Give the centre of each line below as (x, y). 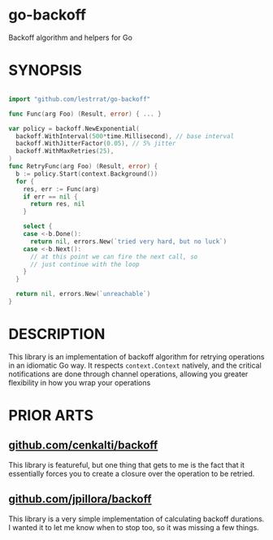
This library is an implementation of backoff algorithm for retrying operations (136, 356)
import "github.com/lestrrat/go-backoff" (80, 99)
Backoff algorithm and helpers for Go (70, 37)
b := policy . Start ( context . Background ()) (87, 174)
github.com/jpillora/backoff (80, 499)
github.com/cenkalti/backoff (83, 445)
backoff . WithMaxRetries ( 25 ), (65, 151)
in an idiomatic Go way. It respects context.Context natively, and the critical (135, 365)
